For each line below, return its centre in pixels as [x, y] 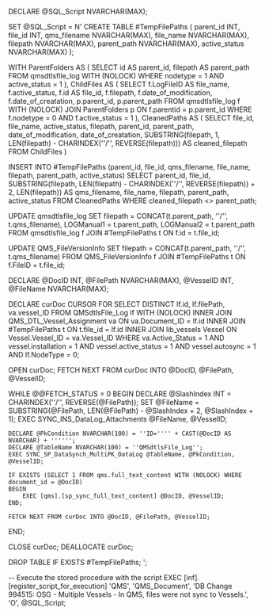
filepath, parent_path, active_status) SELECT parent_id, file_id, [110, 175]
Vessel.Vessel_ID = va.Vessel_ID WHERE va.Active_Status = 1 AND [116, 338]
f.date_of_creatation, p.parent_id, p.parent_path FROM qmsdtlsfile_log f [124, 101]
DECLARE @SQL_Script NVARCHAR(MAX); [78, 11]
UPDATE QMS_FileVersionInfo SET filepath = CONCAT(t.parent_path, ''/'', [127, 248]
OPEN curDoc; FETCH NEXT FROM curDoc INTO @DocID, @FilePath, [121, 370]
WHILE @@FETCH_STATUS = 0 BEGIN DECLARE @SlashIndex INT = [120, 394]
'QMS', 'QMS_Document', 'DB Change [170, 586]
